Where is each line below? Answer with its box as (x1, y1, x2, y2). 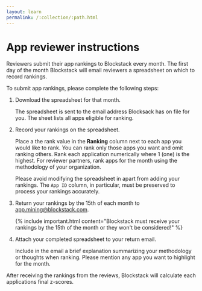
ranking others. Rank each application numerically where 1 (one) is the (14, 151, 190, 158)
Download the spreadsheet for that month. (14, 96, 121, 104)
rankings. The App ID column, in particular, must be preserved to (14, 181, 175, 189)
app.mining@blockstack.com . (14, 206, 89, 213)
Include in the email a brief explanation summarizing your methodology (14, 248, 192, 255)
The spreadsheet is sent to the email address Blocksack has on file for (14, 108, 190, 115)
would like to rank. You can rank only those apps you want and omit (14, 144, 183, 151)
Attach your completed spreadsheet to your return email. (14, 236, 157, 243)
